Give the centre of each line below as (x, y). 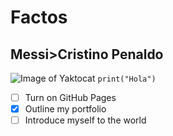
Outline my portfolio (65, 109)
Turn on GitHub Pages (70, 97)
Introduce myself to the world (85, 120)
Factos (39, 17)
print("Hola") (127, 79)
